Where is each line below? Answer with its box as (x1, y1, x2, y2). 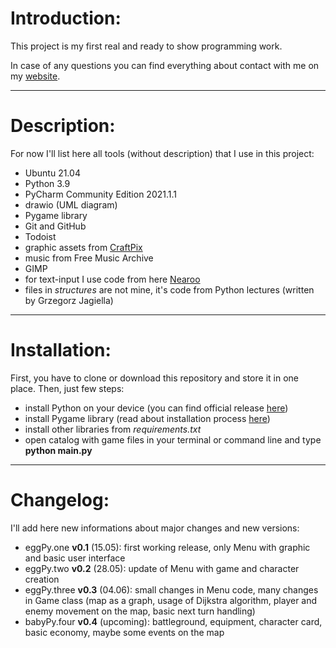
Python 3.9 (24, 177, 71, 189)
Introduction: (10, 7, 122, 30)
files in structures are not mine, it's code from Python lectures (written (24, 283, 315, 296)
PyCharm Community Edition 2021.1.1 (24, 188, 178, 200)
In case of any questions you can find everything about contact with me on (10, 59, 320, 71)
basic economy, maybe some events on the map (24, 626, 225, 638)
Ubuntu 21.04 (24, 167, 81, 179)
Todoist (24, 230, 57, 242)
